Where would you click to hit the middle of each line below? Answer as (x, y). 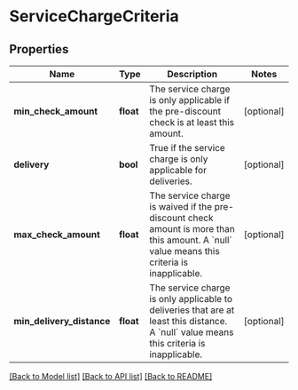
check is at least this (192, 122)
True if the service (188, 148)
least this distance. (188, 321)
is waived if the (181, 207)
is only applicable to (191, 299)
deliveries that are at (192, 310)
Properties (39, 49)
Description (192, 74)
